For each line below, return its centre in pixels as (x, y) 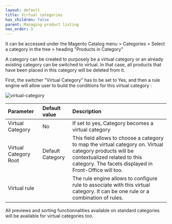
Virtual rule (21, 188)
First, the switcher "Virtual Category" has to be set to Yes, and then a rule (83, 80)
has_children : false (27, 20)
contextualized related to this (107, 157)
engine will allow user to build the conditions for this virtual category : (79, 86)
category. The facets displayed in (112, 164)
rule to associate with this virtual (111, 185)
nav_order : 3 (19, 29)
